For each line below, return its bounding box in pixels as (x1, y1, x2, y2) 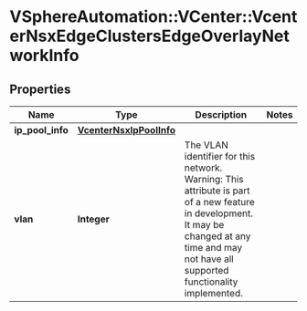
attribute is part (184, 184, 250, 197)
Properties (9, 81, 71, 97)
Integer (77, 213, 110, 225)
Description (195, 109, 248, 120)
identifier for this (184, 150, 256, 162)
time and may (184, 242, 243, 254)
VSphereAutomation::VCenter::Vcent (9, 6, 298, 27)
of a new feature (184, 196, 255, 208)
